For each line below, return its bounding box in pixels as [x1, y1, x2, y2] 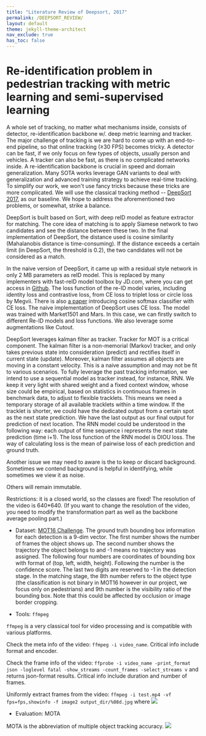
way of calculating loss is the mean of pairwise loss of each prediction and [6, 440, 195, 447]
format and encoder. [6, 647, 58, 654]
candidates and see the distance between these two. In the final [6, 227, 169, 234]
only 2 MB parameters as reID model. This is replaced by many [6, 271, 166, 278]
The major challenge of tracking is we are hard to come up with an [6, 136, 174, 144]
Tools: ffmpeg [15, 610, 49, 617]
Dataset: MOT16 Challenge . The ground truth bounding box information [15, 527, 195, 534]
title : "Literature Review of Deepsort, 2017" [6, 9, 128, 15]
